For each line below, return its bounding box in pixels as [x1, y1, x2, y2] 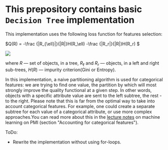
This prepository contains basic [5, 4, 142, 15]
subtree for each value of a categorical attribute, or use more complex [5, 109, 152, 115]
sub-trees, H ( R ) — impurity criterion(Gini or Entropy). [5, 67, 116, 73]
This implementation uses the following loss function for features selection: [5, 31, 162, 37]
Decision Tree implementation [5, 14, 135, 26]
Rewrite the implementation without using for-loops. [12, 139, 122, 145]
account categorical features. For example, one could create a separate [5, 103, 155, 109]
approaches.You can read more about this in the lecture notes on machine [5, 114, 160, 120]
